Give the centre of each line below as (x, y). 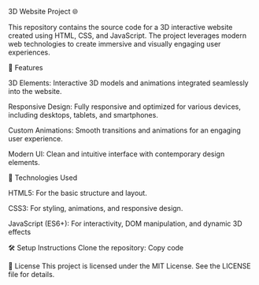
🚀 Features (26, 67)
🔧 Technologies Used (43, 178)
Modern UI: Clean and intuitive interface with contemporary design (117, 154)
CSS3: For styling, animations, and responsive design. (96, 208)
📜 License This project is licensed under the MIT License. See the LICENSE (130, 266)
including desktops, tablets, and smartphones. (83, 115)
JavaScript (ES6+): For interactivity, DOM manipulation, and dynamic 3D (125, 223)
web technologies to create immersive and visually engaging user (115, 44)
